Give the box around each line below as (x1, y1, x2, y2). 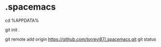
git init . (5, 27, 20, 32)
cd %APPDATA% (5, 17, 39, 23)
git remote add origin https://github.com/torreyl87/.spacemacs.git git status (5, 36, 157, 42)
